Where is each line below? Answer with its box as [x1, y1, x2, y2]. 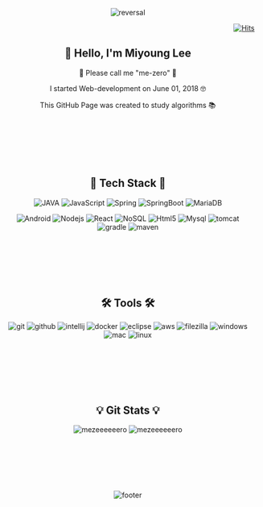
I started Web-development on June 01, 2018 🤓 [49, 83, 207, 93]
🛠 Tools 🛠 [101, 297, 155, 310]
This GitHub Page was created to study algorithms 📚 [39, 100, 216, 110]
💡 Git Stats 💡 [96, 403, 160, 417]
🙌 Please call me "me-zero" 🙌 [78, 68, 178, 77]
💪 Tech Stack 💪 [89, 177, 166, 190]
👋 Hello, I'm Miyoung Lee [64, 47, 191, 60]
